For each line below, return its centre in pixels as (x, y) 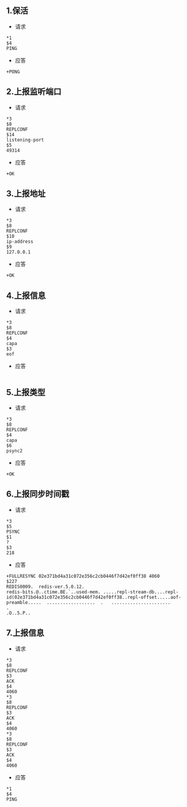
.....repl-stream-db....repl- (141, 592)
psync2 (14, 451)
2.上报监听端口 (34, 92)
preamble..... (24, 602)
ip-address (20, 242)
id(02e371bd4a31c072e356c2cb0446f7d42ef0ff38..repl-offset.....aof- (94, 597)
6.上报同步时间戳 (38, 494)
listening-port (25, 140)
